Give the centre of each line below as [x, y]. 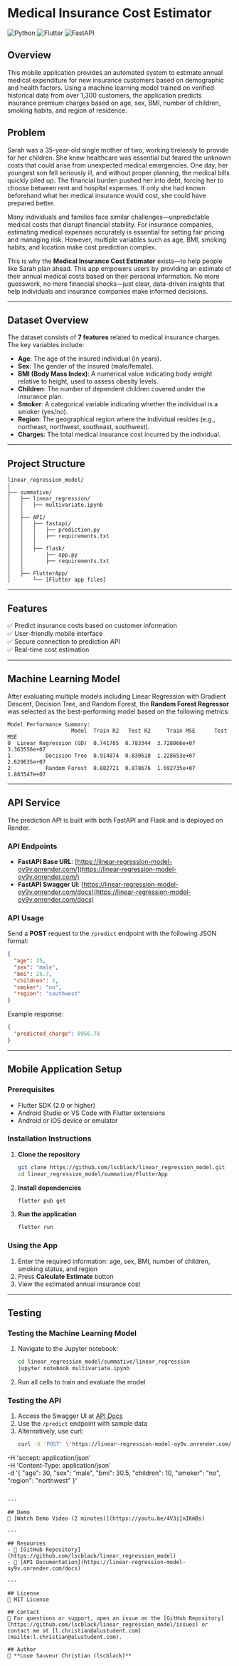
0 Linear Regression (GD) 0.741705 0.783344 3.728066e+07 [101, 743]
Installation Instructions [49, 1138]
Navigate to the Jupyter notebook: [68, 1349]
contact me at [28, 1631]
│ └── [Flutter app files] [57, 580]
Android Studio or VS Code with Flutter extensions [91, 1113]
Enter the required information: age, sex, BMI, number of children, [114, 1261]
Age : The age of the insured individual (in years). [89, 359]
